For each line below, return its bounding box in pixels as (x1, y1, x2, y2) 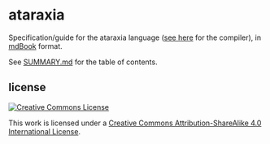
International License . (8, 126, 81, 136)
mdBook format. (8, 41, 63, 50)
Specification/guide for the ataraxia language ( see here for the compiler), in (8, 33, 262, 42)
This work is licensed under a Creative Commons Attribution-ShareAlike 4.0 (8, 118, 262, 128)
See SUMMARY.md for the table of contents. (8, 57, 158, 67)
